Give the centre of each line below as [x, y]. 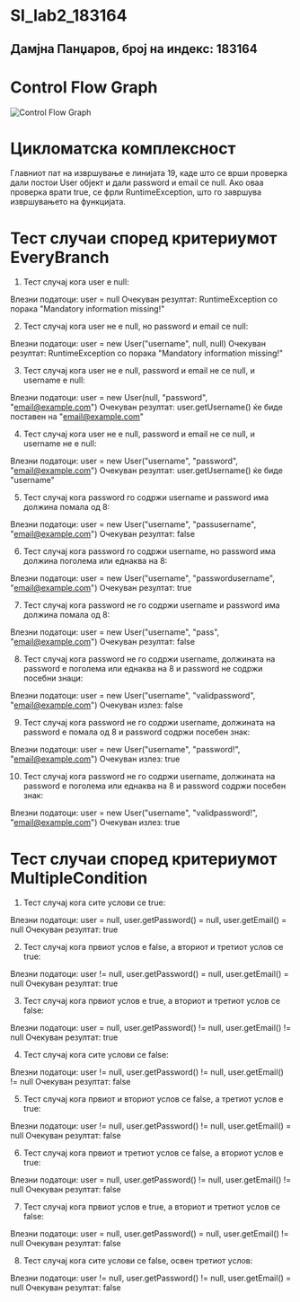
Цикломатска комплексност [123, 148]
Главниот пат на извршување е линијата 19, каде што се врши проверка [149, 173]
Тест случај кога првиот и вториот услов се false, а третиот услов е [153, 1099]
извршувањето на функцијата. [68, 202]
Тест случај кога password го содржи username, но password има [150, 551]
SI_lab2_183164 [69, 16]
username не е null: [60, 444]
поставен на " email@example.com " [77, 417]
